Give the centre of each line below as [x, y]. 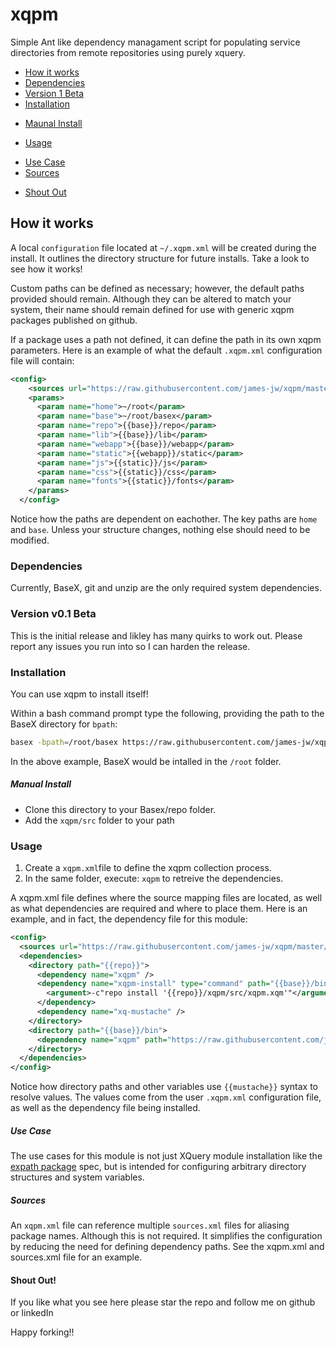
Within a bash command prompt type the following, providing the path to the [167, 713]
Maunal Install [53, 123]
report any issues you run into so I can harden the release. [130, 646]
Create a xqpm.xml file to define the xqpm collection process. [148, 868]
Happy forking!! [42, 1332]
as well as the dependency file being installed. [105, 1108]
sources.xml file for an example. [76, 1257]
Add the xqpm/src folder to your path [99, 820]
